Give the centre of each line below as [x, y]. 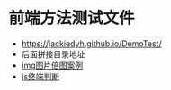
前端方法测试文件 [72, 18]
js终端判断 [40, 76]
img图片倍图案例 [52, 65]
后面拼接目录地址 [53, 53]
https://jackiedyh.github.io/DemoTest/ [92, 43]
